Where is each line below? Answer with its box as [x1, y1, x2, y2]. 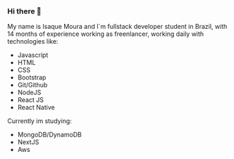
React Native [17, 103, 55, 112]
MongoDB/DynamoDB [17, 130, 82, 139]
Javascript [17, 51, 49, 59]
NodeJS [17, 88, 42, 97]
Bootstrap [17, 73, 47, 82]
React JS [17, 96, 44, 104]
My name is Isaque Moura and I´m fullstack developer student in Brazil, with [7, 23, 228, 31]
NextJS [17, 138, 39, 146]
